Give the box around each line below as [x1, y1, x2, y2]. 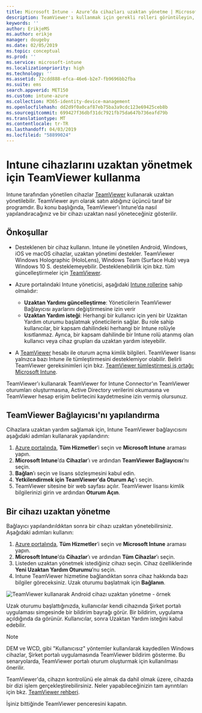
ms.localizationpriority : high [6, 64, 85, 71]
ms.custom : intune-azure [6, 93, 69, 99]
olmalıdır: [14, 287, 38, 294]
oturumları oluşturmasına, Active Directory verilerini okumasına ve [6, 386, 170, 394]
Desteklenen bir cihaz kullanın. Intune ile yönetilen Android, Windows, [14, 243, 188, 251]
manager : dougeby [6, 37, 50, 43]
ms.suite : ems [6, 82, 42, 88]
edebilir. [6, 621, 26, 629]
